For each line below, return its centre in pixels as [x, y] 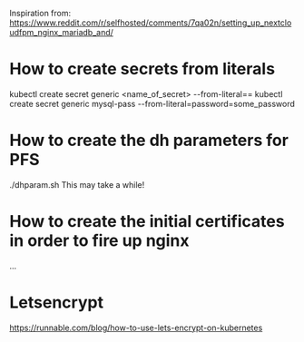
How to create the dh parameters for [149, 141]
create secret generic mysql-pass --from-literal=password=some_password [152, 103]
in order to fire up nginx [99, 241]
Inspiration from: [40, 13]
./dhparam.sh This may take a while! [77, 184]
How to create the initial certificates [147, 222]
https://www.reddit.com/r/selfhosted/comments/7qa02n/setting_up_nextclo [151, 23]
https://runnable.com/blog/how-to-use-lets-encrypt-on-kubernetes [136, 327]
